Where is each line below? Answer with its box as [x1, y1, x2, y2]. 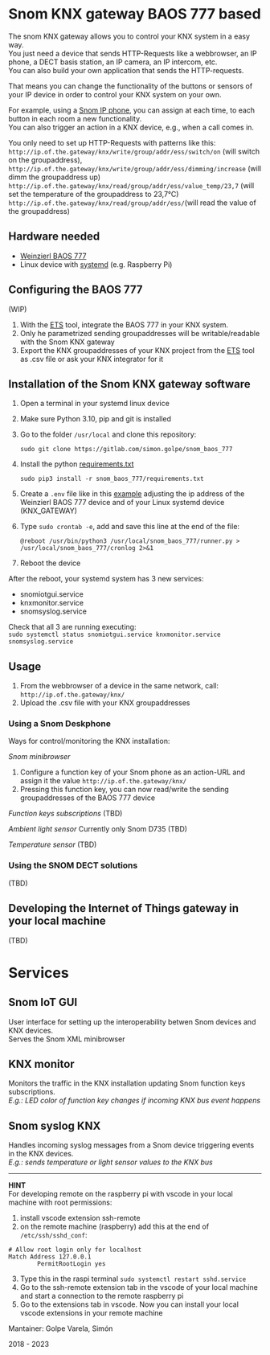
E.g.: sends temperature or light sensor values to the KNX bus [8, 1157, 213, 1167]
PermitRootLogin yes [37, 1260, 106, 1268]
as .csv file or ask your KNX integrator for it [19, 354, 164, 363]
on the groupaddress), [8, 154, 83, 165]
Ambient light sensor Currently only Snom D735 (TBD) [8, 824, 187, 834]
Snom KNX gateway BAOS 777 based [8, 5, 261, 23]
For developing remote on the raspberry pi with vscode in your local [8, 1189, 233, 1199]
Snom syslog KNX [8, 1119, 101, 1132]
